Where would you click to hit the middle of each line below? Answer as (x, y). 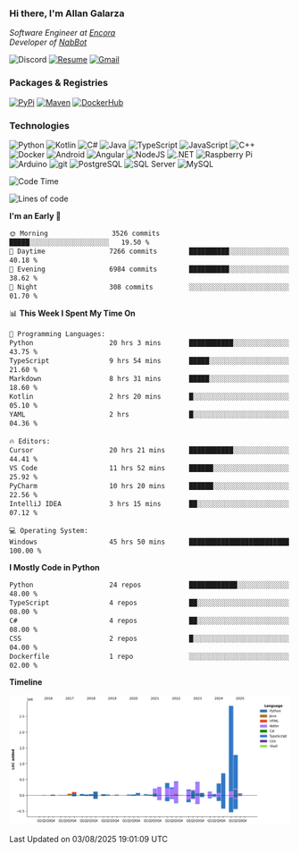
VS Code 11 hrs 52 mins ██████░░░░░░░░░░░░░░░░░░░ (149, 468)
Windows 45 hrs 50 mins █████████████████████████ (149, 542)
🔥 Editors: (30, 441)
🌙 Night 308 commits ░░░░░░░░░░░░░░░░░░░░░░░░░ (149, 287)
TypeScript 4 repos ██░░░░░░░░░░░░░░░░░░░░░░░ (149, 603)
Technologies (39, 125)
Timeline (26, 681)
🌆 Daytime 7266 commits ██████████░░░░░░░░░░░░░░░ (149, 251)
